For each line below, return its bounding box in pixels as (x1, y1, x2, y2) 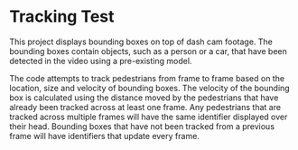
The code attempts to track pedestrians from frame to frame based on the (9, 72, 285, 83)
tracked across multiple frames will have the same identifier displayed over (9, 111, 288, 122)
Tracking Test (9, 6, 115, 27)
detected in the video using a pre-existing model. (9, 55, 192, 66)
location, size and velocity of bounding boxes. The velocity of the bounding (9, 82, 291, 93)
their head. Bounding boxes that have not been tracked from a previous (9, 120, 275, 132)
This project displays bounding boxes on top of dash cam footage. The (9, 36, 273, 47)
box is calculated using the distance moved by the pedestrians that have (9, 92, 279, 103)
